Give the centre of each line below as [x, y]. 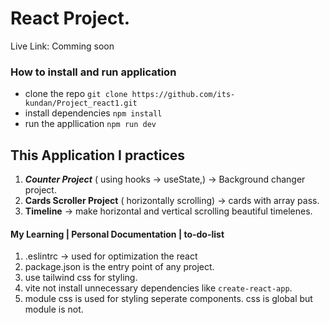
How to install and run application [93, 72]
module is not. [54, 309]
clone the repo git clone [76, 94]
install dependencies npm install [93, 113]
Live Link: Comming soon [62, 46]
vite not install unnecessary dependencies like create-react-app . [158, 288]
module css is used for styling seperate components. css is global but [168, 299]
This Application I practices [98, 155]
